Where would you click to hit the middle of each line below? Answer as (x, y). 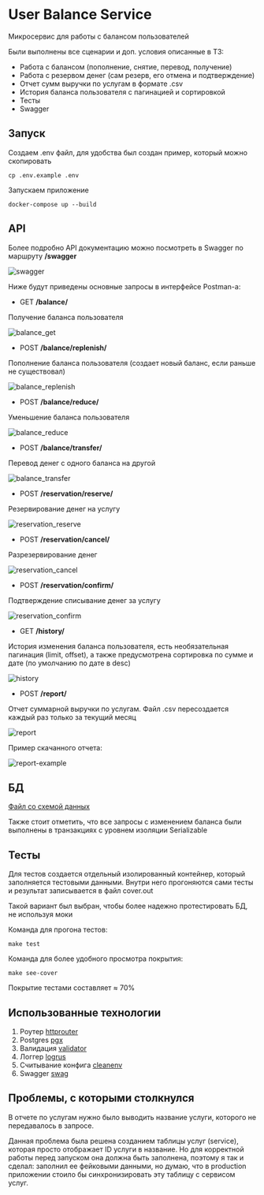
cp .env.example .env (44, 175)
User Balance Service (80, 15)
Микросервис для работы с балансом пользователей (99, 36)
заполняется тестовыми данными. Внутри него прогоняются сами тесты (131, 882)
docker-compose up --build (52, 204)
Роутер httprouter (49, 1031)
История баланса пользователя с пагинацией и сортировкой (123, 91)
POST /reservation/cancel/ (65, 539)
